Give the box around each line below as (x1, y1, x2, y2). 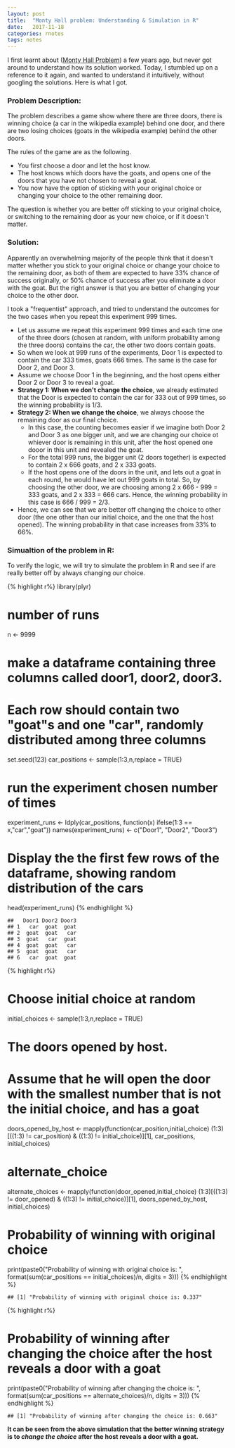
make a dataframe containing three (7, 655, 216, 671)
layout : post (7, 10, 46, 18)
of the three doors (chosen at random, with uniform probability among (17, 333, 220, 341)
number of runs (7, 607, 100, 623)
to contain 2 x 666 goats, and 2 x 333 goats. (27, 460, 156, 469)
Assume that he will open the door (7, 1071, 211, 1088)
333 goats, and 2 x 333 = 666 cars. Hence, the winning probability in (27, 490, 228, 498)
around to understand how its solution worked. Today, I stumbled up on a (7, 63, 219, 72)
